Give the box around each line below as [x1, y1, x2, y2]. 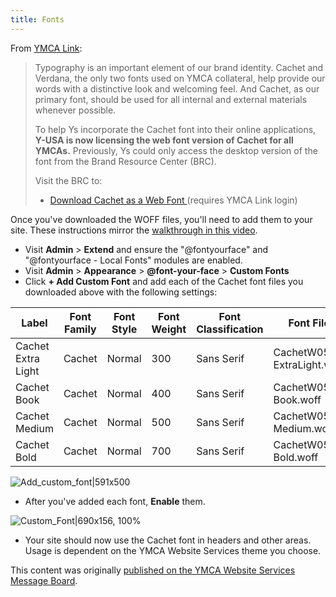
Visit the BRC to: [34, 174, 103, 186]
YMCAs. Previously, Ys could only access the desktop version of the [34, 144, 318, 156]
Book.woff [273, 392, 322, 406]
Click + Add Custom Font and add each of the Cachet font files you [24, 275, 304, 287]
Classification [196, 322, 264, 336]
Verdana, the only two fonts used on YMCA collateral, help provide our [34, 72, 326, 84]
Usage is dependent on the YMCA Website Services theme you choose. [24, 544, 322, 556]
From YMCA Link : [10, 42, 83, 54]
